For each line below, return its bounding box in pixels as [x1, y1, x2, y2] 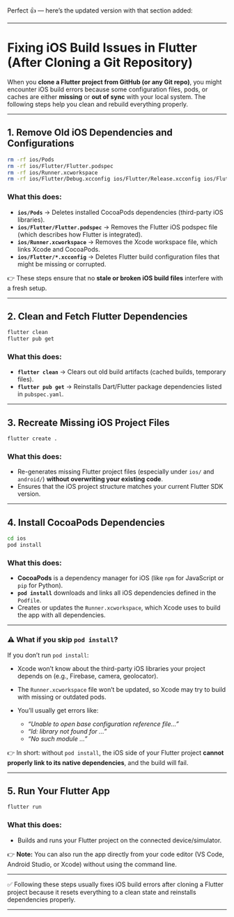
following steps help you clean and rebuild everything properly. [7, 100, 189, 108]
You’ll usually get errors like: [17, 706, 99, 714]
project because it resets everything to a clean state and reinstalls [7, 888, 196, 896]
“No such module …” [27, 734, 88, 743]
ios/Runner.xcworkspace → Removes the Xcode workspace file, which [17, 237, 218, 246]
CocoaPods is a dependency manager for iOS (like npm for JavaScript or [17, 574, 224, 582]
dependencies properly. [7, 895, 76, 904]
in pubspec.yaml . [17, 390, 64, 398]
